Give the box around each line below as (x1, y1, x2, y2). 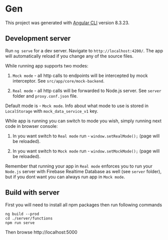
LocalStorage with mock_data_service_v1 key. (5, 108, 99, 114)
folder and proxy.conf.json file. (12, 93, 78, 99)
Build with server (5, 188, 60, 197)
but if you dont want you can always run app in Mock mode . (5, 174, 125, 180)
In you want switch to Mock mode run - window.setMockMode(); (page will (12, 148, 160, 154)
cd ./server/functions (5, 216, 53, 221)
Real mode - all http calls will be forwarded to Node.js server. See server (12, 88, 162, 94)
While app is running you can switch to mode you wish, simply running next (5, 118, 162, 124)
